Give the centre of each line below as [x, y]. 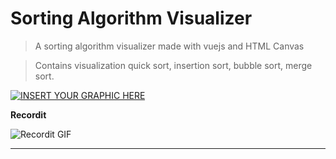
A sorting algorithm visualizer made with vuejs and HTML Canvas [169, 46]
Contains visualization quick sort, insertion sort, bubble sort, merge [173, 65]
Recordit [28, 114]
